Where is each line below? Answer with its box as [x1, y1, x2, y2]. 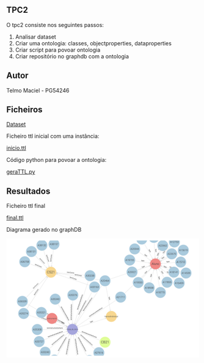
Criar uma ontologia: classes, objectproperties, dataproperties [15, 39, 172, 47]
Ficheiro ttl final [6, 202, 46, 210]
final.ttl [6, 214, 24, 221]
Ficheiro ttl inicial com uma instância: [6, 132, 100, 140]
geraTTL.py [6, 168, 35, 175]
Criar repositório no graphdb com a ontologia [15, 52, 129, 60]
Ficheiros [6, 104, 43, 115]
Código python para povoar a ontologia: [6, 156, 107, 164]
